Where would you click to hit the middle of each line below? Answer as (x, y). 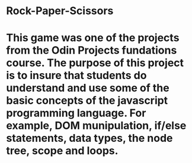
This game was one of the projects (93, 38)
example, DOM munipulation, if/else (96, 126)
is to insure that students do (76, 76)
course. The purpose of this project (95, 63)
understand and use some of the (88, 88)
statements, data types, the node (89, 138)
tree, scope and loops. (62, 151)
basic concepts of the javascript (87, 101)
